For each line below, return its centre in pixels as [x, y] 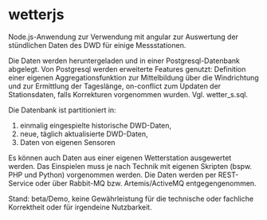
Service [21, 183]
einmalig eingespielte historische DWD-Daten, [96, 125]
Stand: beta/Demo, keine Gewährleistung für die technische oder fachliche [131, 198]
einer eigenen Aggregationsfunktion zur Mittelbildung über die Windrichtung [133, 77]
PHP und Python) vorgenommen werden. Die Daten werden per [112, 175]
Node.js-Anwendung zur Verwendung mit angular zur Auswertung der [124, 37]
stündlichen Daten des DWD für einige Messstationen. [97, 45]
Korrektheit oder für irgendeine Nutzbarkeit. [80, 207]
